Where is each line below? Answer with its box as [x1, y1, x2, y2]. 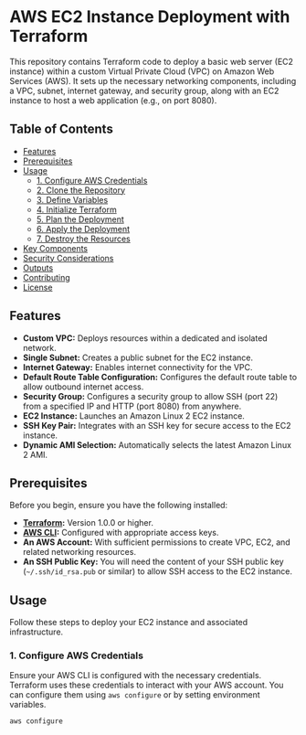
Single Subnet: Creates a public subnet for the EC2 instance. [22, 352, 254, 363]
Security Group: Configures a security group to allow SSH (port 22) [22, 390, 279, 401]
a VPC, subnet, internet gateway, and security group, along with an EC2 [9, 85, 280, 96]
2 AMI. [22, 449, 48, 460]
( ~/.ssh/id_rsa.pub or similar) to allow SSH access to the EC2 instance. [22, 566, 293, 577]
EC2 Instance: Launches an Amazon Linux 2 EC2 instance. [22, 410, 245, 421]
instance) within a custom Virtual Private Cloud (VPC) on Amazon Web [9, 66, 275, 77]
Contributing [22, 272, 70, 282]
